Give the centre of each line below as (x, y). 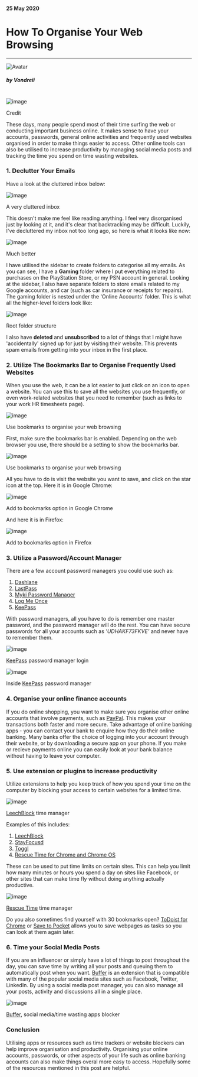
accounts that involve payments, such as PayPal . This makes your (86, 718)
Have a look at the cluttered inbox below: (56, 184)
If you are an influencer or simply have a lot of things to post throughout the (98, 960)
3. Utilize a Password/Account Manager (64, 558)
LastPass (26, 589)
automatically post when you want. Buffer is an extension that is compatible (98, 973)
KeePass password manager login (47, 661)
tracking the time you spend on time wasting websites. (72, 155)
